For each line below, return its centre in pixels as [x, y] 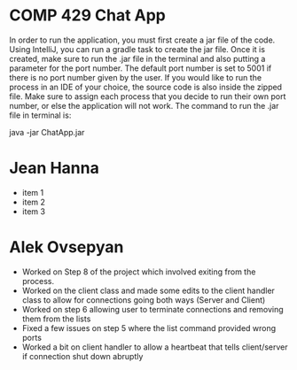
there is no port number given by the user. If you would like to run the [136, 77]
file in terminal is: [40, 115]
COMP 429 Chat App [88, 15]
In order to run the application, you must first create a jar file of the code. [142, 40]
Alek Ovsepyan [66, 247]
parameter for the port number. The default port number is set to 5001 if [141, 68]
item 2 [34, 202]
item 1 [33, 192]
